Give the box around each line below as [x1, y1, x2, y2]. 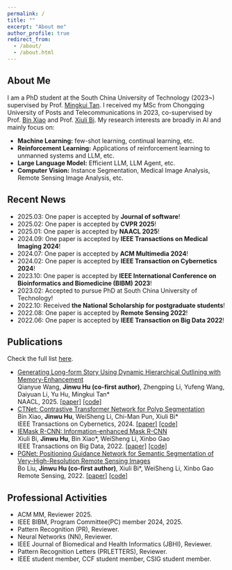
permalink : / [7, 10, 45, 17]
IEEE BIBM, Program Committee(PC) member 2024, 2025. [17, 518, 183, 526]
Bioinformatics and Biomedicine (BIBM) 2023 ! [17, 279, 153, 287]
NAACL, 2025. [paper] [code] [17, 398, 102, 406]
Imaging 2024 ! [17, 242, 61, 250]
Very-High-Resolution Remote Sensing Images [17, 457, 151, 465]
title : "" [7, 17, 36, 24]
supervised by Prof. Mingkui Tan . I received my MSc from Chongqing [7, 100, 205, 109]
